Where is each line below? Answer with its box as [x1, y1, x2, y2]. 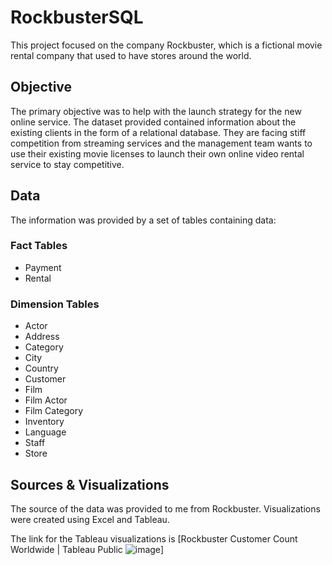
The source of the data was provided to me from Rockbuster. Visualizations [10, 502, 321, 515]
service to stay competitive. [10, 158, 125, 170]
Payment [24, 261, 62, 273]
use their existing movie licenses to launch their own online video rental [10, 147, 305, 160]
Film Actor [24, 394, 68, 406]
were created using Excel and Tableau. [10, 513, 170, 525]
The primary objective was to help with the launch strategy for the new [10, 105, 302, 117]
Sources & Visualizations [10, 476, 170, 493]
